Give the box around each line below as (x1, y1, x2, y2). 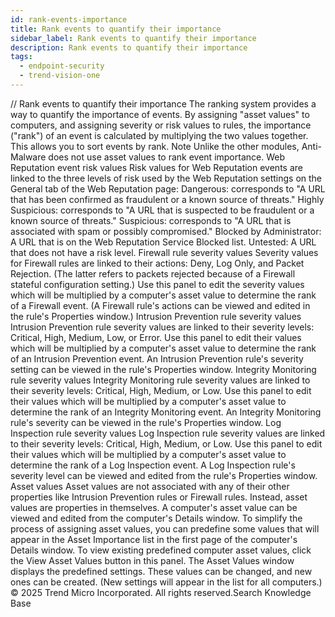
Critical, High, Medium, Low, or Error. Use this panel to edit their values (10, 331, 302, 343)
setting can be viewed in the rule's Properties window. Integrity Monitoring (10, 363, 317, 375)
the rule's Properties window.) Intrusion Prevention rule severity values (10, 310, 302, 322)
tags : (10, 52, 33, 62)
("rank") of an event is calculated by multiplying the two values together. (10, 129, 309, 141)
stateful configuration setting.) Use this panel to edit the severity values (10, 278, 305, 290)
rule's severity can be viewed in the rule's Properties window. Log (10, 416, 282, 428)
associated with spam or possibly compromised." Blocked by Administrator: (10, 225, 322, 237)
